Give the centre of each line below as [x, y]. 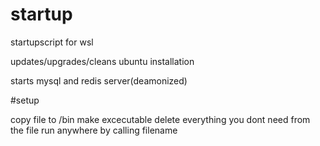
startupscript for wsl [52, 42]
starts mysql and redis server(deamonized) [99, 80]
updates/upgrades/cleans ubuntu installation [102, 61]
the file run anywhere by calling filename [94, 130]
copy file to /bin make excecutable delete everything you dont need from [160, 119]
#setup [25, 100]
